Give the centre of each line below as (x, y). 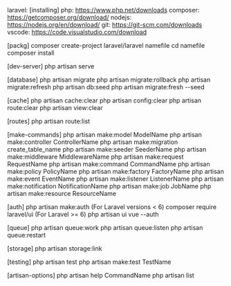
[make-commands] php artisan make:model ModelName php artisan (104, 135)
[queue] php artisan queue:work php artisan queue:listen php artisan (105, 227)
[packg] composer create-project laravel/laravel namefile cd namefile (106, 45)
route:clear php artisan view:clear (55, 108)
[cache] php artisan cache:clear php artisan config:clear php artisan (104, 100)
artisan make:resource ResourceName (62, 194)
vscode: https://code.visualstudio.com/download (77, 32)
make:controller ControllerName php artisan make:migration (93, 142)
